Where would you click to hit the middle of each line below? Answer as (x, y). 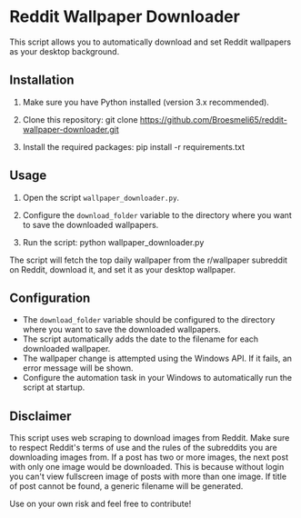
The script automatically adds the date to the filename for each (140, 339)
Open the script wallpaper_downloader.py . (101, 197)
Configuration (50, 298)
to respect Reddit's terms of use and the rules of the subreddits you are (143, 448)
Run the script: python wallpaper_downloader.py (113, 242)
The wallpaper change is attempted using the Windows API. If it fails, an (157, 359)
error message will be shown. (78, 368)
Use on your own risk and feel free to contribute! (100, 504)
